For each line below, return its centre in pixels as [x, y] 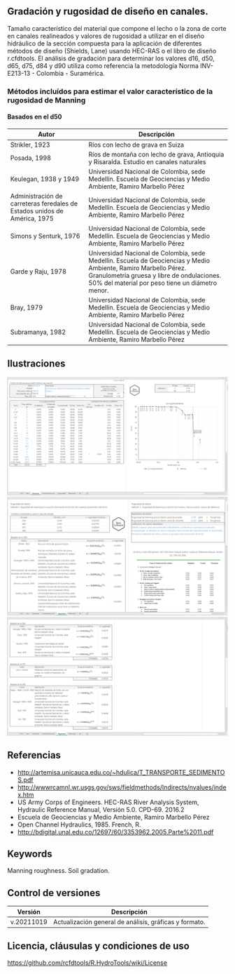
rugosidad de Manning [47, 100]
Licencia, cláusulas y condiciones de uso [99, 946]
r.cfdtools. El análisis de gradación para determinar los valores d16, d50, [111, 58]
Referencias [34, 755]
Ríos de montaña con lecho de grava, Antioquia [156, 154]
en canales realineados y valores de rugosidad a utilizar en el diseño [106, 36]
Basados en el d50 [35, 117]
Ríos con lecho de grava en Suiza [136, 145]
